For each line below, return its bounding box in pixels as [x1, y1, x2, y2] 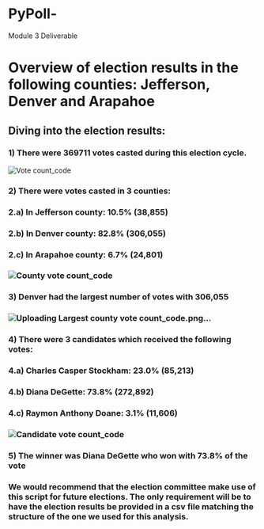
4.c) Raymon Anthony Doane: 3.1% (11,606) [8, 407, 178, 418]
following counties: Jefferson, [8, 76, 210, 93]
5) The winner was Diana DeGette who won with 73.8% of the [8, 450, 248, 461]
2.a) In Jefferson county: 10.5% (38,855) [8, 207, 168, 218]
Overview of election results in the [8, 59, 239, 77]
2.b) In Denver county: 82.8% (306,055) [8, 227, 166, 238]
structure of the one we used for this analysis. [8, 511, 189, 522]
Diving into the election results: [8, 124, 166, 137]
